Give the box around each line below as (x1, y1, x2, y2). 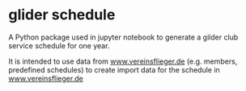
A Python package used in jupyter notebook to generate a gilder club (8, 32, 239, 42)
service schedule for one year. (8, 40, 110, 50)
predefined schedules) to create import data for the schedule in (8, 64, 220, 74)
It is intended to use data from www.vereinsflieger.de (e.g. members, (8, 56, 238, 66)
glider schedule (8, 6, 116, 24)
